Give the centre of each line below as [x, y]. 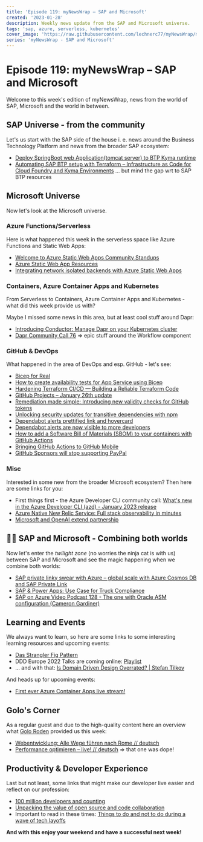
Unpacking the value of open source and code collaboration [90, 808]
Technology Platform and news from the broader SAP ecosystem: [88, 146]
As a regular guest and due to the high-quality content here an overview [96, 725]
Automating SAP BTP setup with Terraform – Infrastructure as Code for [103, 164]
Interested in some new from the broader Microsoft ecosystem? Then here [99, 482]
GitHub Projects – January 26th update [63, 395]
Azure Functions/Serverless [48, 226]
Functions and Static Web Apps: [46, 246]
